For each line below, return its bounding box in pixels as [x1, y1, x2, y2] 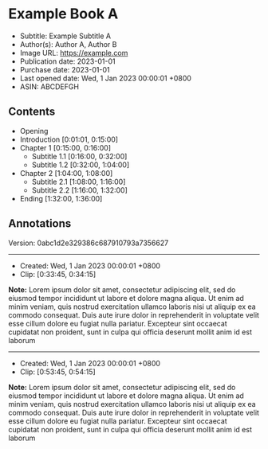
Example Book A [8, 5, 119, 23]
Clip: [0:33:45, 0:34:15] [19, 269, 97, 279]
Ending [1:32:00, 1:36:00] [19, 193, 103, 203]
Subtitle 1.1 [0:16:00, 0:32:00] [31, 151, 128, 161]
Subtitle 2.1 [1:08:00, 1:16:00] [31, 177, 126, 186]
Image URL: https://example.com [19, 48, 128, 57]
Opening [19, 126, 49, 135]
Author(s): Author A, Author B [19, 39, 117, 49]
